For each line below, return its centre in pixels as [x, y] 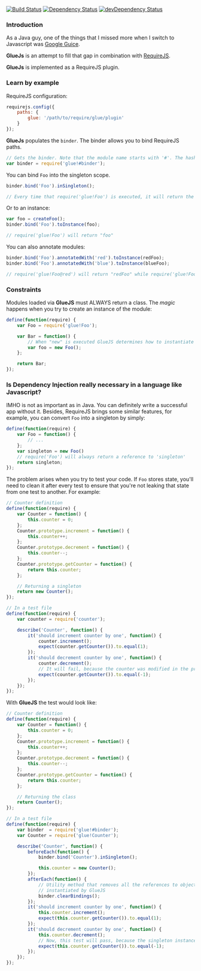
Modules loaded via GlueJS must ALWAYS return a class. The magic [91, 303]
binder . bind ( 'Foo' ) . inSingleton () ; [51, 186]
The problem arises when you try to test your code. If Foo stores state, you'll [100, 480]
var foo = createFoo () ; [36, 219]
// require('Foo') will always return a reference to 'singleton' [101, 457]
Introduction [25, 25]
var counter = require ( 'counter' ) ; [61, 619]
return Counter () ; [40, 802]
